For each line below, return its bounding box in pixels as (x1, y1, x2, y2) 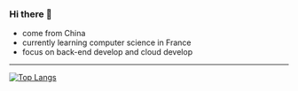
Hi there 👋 (9, 8, 53, 20)
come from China (21, 28, 86, 39)
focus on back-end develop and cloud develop (21, 47, 193, 57)
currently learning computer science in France (21, 37, 192, 48)
